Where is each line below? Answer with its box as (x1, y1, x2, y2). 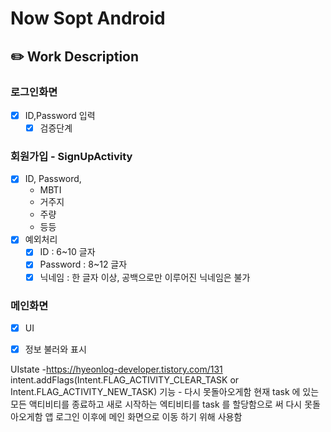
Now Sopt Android (10, 7, 166, 30)
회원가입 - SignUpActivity (10, 149, 133, 163)
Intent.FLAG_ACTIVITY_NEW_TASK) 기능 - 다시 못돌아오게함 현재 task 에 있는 (10, 386, 320, 398)
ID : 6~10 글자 (39, 246, 96, 258)
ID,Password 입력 (24, 109, 96, 121)
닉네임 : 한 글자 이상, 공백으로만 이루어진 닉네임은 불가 (39, 271, 251, 283)
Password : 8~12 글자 (39, 258, 128, 271)
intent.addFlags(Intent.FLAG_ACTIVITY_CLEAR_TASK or (10, 374, 240, 386)
